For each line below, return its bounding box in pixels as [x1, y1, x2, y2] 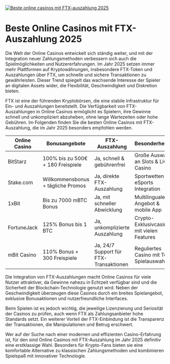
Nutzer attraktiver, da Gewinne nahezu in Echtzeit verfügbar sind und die [5, 279, 157, 285]
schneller [94, 200, 116, 207]
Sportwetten [134, 173, 164, 180]
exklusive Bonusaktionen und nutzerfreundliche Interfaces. [5, 295, 128, 302]
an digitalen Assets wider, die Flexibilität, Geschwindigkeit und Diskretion [5, 82, 157, 88]
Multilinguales [134, 193, 168, 201]
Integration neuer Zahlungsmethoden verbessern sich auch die [5, 55, 137, 61]
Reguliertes [134, 245, 162, 252]
